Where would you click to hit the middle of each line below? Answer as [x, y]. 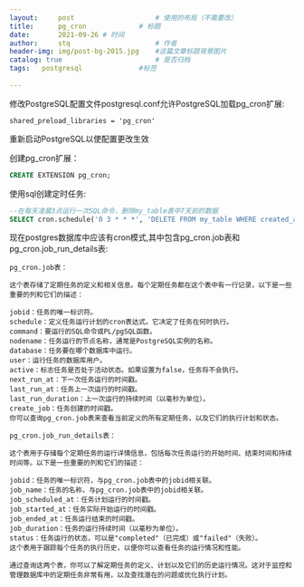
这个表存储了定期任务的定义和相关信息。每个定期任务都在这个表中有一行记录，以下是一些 [151, 285]
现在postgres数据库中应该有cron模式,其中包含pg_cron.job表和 [125, 237]
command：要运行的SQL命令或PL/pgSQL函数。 [83, 332]
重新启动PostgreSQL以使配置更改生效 [79, 139]
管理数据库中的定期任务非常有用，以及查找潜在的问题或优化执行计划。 [121, 575]
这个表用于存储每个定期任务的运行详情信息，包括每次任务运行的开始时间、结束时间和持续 [151, 454]
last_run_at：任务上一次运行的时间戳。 [76, 390]
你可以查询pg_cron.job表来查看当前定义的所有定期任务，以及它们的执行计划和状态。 [146, 419]
